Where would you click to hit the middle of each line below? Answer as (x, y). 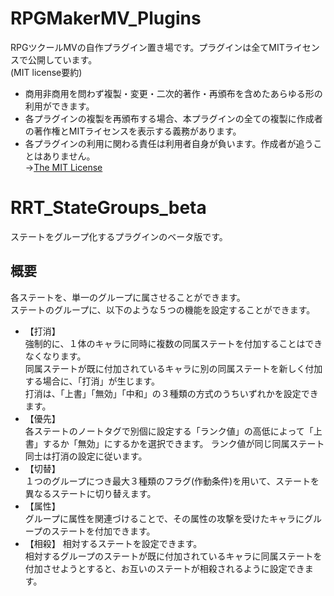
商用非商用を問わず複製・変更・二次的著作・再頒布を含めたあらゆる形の (173, 93)
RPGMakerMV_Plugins (106, 18)
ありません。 (69, 156)
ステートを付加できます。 (103, 531)
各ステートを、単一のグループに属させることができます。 (128, 297)
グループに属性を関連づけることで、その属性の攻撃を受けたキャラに (164, 518)
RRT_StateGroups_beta (108, 208)
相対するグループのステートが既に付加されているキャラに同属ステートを (173, 556)
